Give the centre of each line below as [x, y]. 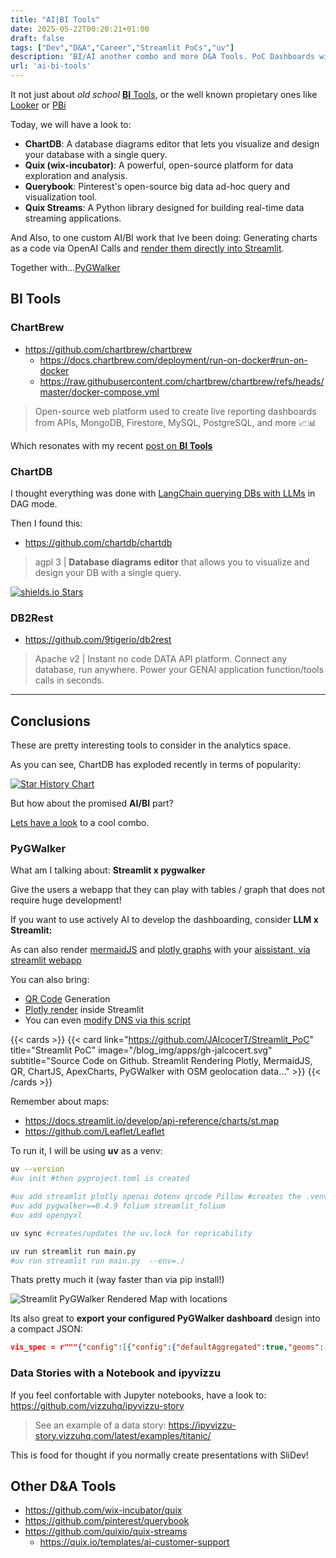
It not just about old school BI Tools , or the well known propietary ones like [164, 94]
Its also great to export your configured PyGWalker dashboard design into [165, 1318]
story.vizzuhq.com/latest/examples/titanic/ [123, 1435]
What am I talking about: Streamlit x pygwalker [108, 870]
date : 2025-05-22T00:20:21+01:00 [80, 29]
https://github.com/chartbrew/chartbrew [108, 349]
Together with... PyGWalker [65, 267]
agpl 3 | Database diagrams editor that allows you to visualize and [172, 562]
